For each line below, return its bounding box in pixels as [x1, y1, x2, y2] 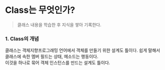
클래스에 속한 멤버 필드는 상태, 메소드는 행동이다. [5, 54, 99, 60]
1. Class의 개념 [5, 35, 39, 42]
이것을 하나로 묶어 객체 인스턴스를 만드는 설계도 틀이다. [5, 60, 110, 66]
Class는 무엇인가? [5, 4, 75, 16]
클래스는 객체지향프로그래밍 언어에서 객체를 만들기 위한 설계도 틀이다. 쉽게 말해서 [5, 47, 161, 53]
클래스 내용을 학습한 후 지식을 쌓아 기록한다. [17, 22, 102, 28]
